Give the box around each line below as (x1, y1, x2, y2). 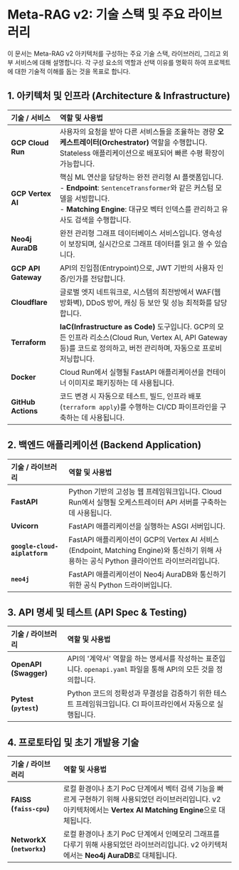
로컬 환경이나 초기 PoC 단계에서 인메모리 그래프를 (63, 829, 221, 839)
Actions (11, 405, 38, 415)
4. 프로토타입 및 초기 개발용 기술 (7, 736, 139, 748)
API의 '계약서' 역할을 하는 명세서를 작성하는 (67, 653, 204, 663)
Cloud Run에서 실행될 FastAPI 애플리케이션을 (59, 367, 205, 377)
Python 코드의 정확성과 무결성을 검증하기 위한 (67, 688, 212, 698)
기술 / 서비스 (11, 113, 51, 123)
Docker (11, 372, 36, 382)
